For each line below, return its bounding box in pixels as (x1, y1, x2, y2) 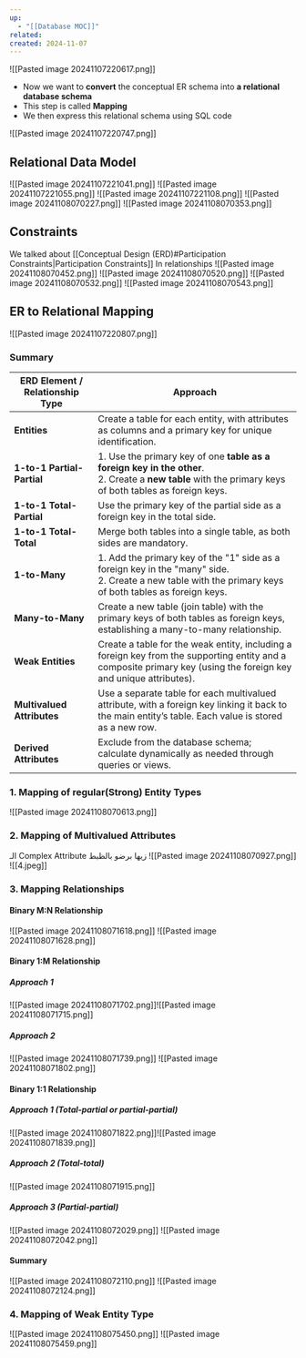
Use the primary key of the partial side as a (97, 498, 281, 511)
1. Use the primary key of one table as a (97, 450, 270, 463)
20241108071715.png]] (9, 1009, 94, 1020)
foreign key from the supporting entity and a (97, 648, 287, 661)
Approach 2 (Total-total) (9, 1158, 105, 1169)
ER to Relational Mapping (9, 304, 155, 320)
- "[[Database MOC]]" (17, 22, 100, 31)
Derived (14, 741, 49, 754)
